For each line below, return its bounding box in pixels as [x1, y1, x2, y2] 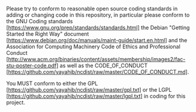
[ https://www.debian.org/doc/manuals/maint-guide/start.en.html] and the [6, 37, 188, 43]
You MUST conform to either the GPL [6, 80, 98, 87]
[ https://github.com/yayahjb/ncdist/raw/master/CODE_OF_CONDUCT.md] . [6, 69, 189, 75]
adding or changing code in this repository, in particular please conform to [6, 11, 190, 18]
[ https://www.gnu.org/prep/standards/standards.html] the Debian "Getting [6, 24, 190, 31]
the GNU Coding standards [6, 18, 73, 24]
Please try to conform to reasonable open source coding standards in [6, 5, 178, 12]
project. [6, 99, 26, 106]
